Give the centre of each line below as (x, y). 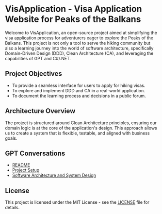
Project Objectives (33, 74)
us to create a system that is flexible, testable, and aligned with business (77, 133)
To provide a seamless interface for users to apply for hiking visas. (79, 85)
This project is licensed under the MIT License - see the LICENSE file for (77, 202)
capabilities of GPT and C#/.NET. (38, 58)
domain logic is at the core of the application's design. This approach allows (81, 128)
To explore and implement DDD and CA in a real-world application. (79, 90)
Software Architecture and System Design (54, 175)
